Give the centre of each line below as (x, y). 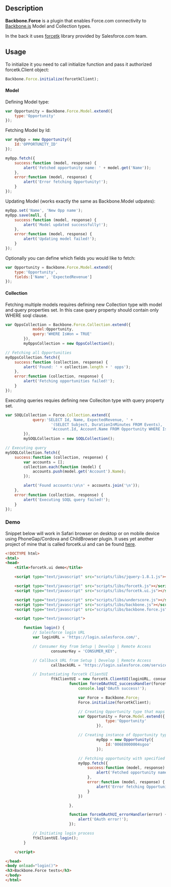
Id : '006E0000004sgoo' (129, 744)
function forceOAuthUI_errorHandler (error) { (118, 815)
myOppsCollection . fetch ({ (33, 357)
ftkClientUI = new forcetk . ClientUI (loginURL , (101, 679)
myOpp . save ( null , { (26, 215)
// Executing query (26, 448)
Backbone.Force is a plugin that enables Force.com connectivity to (76, 20)
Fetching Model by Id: (28, 130)
